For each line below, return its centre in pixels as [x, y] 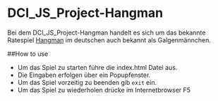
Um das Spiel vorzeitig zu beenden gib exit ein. [87, 82]
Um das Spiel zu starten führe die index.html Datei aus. [97, 67]
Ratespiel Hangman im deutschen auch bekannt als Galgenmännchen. [109, 40]
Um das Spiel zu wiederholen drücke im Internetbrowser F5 [104, 90]
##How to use [28, 54]
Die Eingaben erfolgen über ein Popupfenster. [84, 75]
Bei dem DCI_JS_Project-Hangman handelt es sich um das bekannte [107, 32]
